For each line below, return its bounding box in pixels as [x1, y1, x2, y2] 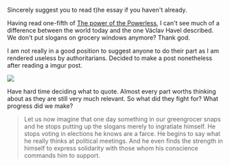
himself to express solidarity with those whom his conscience [23, 144, 198, 152]
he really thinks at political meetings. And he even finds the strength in [23, 137, 223, 145]
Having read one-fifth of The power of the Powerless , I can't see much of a [7, 19, 220, 27]
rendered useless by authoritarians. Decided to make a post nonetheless [7, 54, 213, 62]
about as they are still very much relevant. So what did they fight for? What [7, 95, 218, 102]
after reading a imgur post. [7, 61, 82, 69]
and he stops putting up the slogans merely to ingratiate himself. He [23, 122, 216, 130]
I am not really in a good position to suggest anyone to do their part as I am [7, 47, 220, 55]
